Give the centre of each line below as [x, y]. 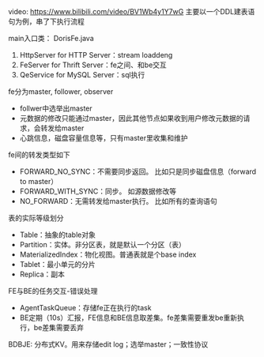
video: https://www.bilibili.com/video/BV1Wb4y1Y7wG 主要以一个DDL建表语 [132, 11]
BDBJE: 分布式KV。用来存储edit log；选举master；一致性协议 [108, 344]
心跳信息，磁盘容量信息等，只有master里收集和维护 [104, 138]
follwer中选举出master [56, 108]
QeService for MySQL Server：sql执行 [82, 75]
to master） [38, 181]
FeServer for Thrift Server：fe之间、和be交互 [93, 65]
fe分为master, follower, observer [61, 92]
